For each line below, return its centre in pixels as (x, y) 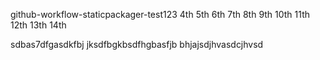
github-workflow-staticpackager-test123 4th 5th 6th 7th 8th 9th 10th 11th (160, 14)
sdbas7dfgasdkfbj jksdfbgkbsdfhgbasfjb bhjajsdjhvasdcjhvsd (137, 44)
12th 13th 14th (38, 25)
